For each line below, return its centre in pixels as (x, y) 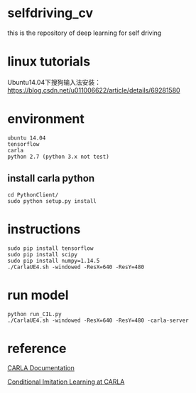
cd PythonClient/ (33, 195)
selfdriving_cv (50, 13)
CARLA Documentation (41, 368)
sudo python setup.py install (52, 201)
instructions (44, 229)
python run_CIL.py (34, 314)
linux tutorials (49, 62)
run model (38, 295)
